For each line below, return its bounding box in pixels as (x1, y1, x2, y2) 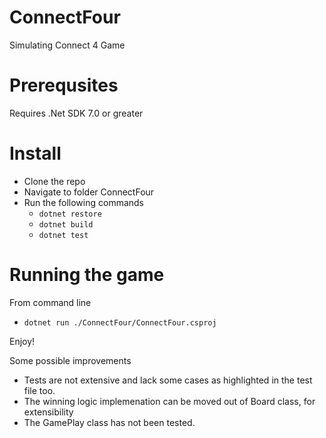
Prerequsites (9, 74, 119, 97)
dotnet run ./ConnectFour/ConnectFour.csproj (23, 317, 217, 328)
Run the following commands (23, 196, 144, 208)
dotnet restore (38, 209, 102, 219)
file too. (23, 384, 56, 396)
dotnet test (38, 230, 89, 240)
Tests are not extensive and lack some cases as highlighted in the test (23, 374, 313, 386)
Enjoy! (9, 335, 36, 347)
